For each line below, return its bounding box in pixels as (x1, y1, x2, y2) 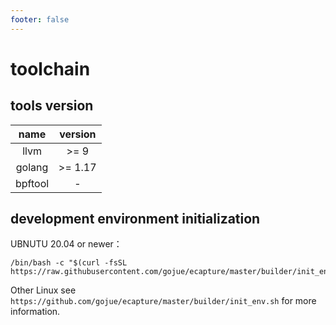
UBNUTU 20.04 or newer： (10, 238, 123, 250)
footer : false (10, 14, 70, 25)
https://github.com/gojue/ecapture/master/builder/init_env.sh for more (10, 295, 317, 307)
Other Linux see (10, 284, 77, 296)
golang (15, 160, 49, 174)
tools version (10, 97, 94, 115)
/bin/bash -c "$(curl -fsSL (10, 258, 128, 268)
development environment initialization (10, 211, 261, 228)
